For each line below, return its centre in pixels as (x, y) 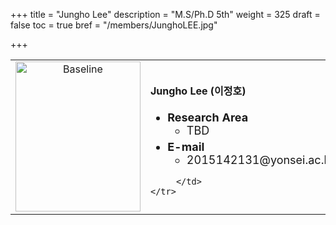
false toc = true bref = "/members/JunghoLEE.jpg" (114, 25)
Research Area (208, 117)
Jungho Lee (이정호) (198, 91)
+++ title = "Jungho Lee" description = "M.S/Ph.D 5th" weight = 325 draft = (165, 14)
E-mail (186, 146)
